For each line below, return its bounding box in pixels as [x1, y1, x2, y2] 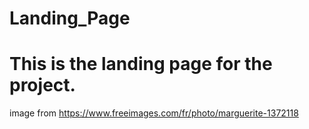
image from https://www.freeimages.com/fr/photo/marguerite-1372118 [9, 107, 299, 119]
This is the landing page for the [9, 53, 273, 76]
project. [9, 74, 76, 97]
